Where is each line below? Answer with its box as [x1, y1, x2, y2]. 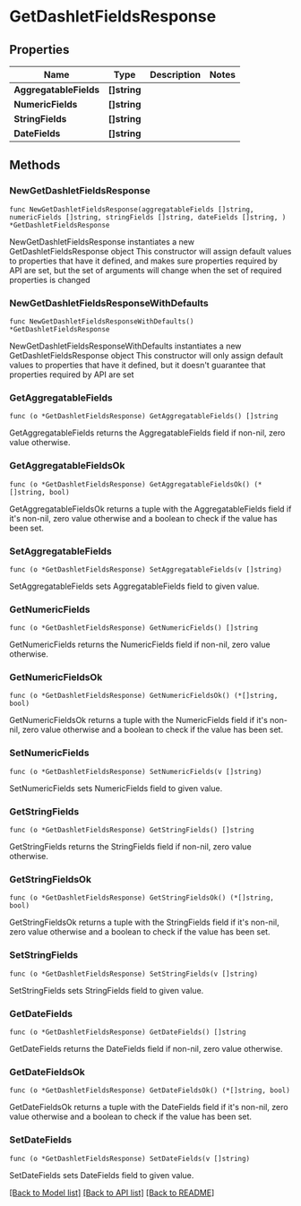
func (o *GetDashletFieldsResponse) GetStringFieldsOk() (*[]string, [9, 893, 275, 902]
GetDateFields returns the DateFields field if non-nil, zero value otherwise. [9, 1043, 283, 1054]
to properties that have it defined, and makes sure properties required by [9, 255, 278, 266]
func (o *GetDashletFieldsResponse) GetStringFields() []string [9, 826, 254, 835]
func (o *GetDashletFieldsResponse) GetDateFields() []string [9, 1028, 246, 1037]
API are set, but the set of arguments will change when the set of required [9, 264, 282, 275]
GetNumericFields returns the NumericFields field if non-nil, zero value [9, 639, 271, 650]
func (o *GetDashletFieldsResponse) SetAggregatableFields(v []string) [9, 564, 282, 574]
